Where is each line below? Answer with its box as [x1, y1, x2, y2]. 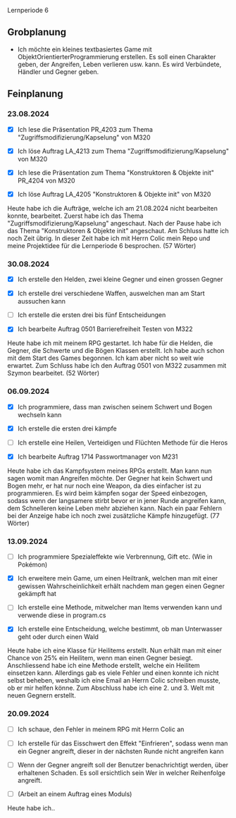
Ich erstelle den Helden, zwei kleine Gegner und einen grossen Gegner [17, 275, 223, 284]
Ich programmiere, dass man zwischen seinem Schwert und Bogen [17, 402, 213, 411]
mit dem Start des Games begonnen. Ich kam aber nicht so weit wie [7, 354, 204, 362]
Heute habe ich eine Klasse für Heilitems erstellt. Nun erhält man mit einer [7, 646, 222, 655]
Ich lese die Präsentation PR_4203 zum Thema [17, 125, 154, 133]
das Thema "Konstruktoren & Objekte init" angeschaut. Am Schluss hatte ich [7, 226, 229, 235]
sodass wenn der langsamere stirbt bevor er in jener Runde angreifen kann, [7, 496, 227, 504]
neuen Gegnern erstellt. [7, 691, 76, 700]
